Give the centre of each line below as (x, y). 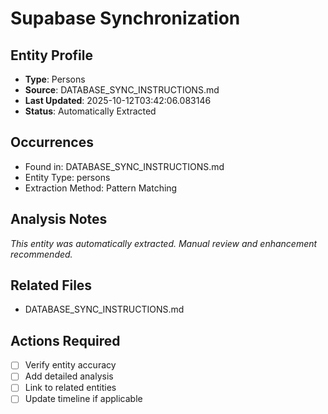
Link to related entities (70, 388)
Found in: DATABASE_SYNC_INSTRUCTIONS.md (124, 166)
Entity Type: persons (67, 177)
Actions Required (65, 340)
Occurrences (52, 142)
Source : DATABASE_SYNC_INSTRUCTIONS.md (122, 90)
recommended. (41, 254)
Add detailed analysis (69, 376)
